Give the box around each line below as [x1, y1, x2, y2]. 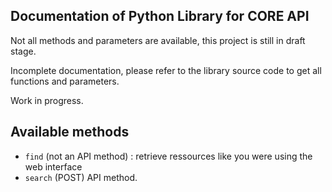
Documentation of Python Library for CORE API [10, 8, 310, 25]
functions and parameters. [10, 75, 120, 87]
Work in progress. [10, 94, 84, 106]
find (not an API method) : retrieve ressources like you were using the [24, 150, 313, 162]
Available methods [10, 124, 130, 141]
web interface [24, 160, 83, 173]
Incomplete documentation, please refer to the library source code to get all [10, 64, 322, 76]
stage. [10, 45, 37, 57]
